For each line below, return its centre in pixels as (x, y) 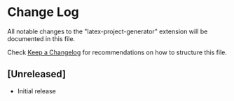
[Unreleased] (37, 74)
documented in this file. (41, 38)
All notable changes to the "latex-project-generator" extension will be (108, 31)
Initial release (36, 91)
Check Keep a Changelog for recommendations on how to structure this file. (117, 52)
